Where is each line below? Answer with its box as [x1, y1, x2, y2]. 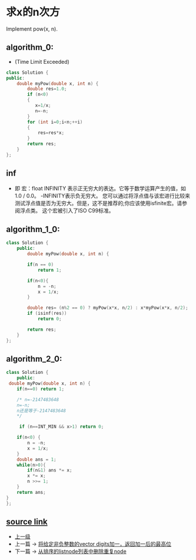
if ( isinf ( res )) [27, 311, 67, 317]
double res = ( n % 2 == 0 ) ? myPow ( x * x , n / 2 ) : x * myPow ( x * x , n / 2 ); [27, 305, 188, 311]
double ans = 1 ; [16, 456, 57, 463]
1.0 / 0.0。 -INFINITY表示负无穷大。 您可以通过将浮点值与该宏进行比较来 [14, 192, 190, 199]
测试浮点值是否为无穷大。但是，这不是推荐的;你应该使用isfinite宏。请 [14, 199, 182, 207]
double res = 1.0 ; [27, 86, 67, 92]
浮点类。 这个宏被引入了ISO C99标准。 [19, 207, 114, 214]
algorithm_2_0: [6, 354, 62, 364]
